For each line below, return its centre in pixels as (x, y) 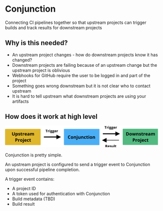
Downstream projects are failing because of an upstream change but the (85, 65)
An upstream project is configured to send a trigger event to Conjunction (78, 165)
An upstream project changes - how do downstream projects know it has (85, 55)
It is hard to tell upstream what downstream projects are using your (79, 96)
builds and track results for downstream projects (54, 27)
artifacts (20, 101)
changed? (22, 60)
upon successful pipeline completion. (42, 170)
